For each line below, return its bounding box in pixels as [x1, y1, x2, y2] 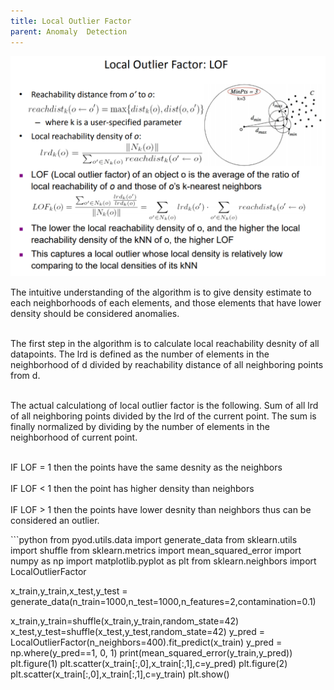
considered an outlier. [10, 514, 100, 526]
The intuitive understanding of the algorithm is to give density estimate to [10, 286, 312, 298]
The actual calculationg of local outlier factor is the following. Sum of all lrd [10, 399, 319, 411]
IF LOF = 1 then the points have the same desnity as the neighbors [10, 461, 283, 473]
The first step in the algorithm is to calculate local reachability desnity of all [10, 337, 320, 349]
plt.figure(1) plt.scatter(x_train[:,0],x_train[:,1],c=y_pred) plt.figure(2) [10, 657, 288, 669]
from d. [10, 369, 41, 381]
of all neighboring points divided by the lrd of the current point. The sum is [10, 410, 317, 422]
